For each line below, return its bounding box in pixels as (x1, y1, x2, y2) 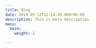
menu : (5, 21, 17, 27)
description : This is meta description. (5, 17, 92, 22)
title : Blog (5, 7, 30, 13)
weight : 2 (14, 31, 35, 36)
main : (10, 26, 22, 31)
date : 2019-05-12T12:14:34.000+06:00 (5, 12, 85, 17)
